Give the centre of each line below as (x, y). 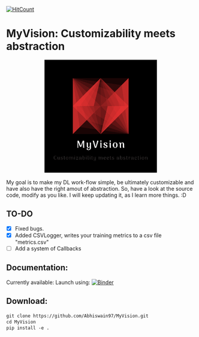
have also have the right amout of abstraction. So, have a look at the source (99, 188)
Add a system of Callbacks (48, 248)
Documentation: (37, 268)
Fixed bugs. (29, 228)
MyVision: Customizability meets (91, 34)
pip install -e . (28, 328)
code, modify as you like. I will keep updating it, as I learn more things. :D (97, 195)
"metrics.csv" (32, 242)
